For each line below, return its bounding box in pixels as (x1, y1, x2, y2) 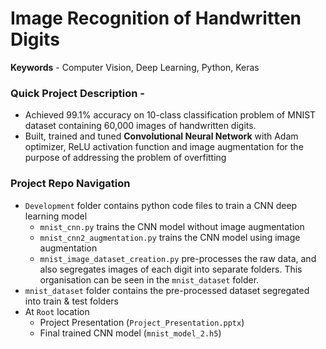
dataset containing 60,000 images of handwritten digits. (24, 120, 257, 132)
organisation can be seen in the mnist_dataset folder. (39, 273, 260, 286)
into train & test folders (24, 295, 119, 307)
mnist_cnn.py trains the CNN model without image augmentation (39, 220, 305, 232)
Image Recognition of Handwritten (10, 7, 302, 30)
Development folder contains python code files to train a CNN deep (24, 199, 298, 211)
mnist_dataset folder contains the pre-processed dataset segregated (24, 284, 310, 296)
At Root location (24, 305, 90, 317)
